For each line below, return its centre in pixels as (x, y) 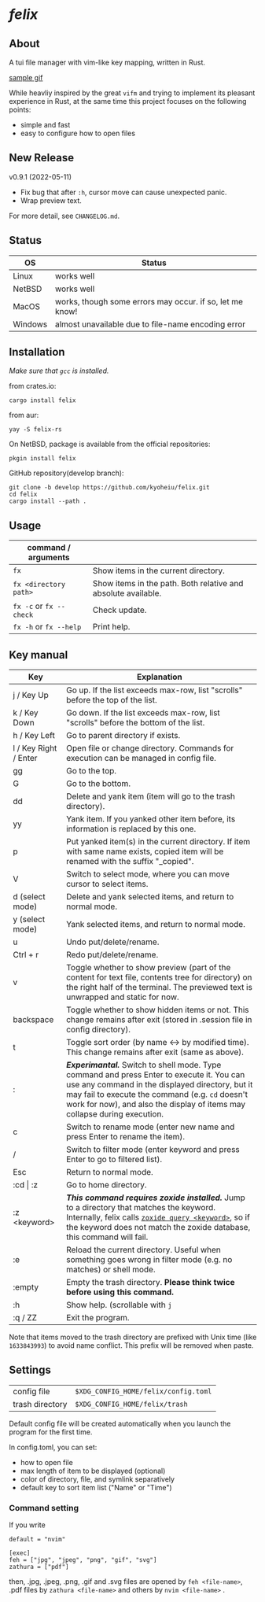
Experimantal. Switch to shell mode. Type (144, 1065)
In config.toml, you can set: (53, 1447)
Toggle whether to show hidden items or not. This (158, 1010)
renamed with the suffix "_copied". (130, 862)
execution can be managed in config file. (142, 759)
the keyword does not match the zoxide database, (158, 1227)
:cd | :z (26, 1185)
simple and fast (45, 125)
